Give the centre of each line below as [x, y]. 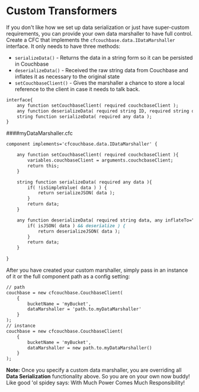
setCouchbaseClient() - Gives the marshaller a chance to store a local [99, 83]
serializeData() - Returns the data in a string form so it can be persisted [104, 57]
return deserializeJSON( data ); [79, 231]
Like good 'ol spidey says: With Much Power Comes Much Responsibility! [96, 383]
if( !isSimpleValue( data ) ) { [68, 188]
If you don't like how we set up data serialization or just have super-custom [98, 27]
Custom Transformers [62, 11]
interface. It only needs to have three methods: [63, 46]
